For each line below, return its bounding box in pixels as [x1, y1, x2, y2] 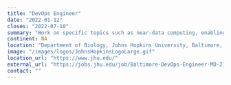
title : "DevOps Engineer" [7, 10, 81, 17]
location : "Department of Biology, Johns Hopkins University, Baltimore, [7, 42, 223, 49]
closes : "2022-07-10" [7, 23, 69, 29]
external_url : [7, 61, 48, 68]
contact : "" [7, 67, 41, 74]
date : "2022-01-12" [7, 16, 63, 23]
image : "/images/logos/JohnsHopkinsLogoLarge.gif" [7, 49, 155, 56]
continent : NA [7, 36, 48, 42]
